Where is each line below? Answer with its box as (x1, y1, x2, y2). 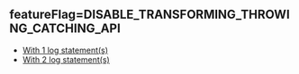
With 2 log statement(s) (22, 53, 110, 65)
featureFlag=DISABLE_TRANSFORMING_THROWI (9, 7, 290, 22)
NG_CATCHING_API (9, 21, 122, 37)
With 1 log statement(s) (22, 45, 109, 55)
